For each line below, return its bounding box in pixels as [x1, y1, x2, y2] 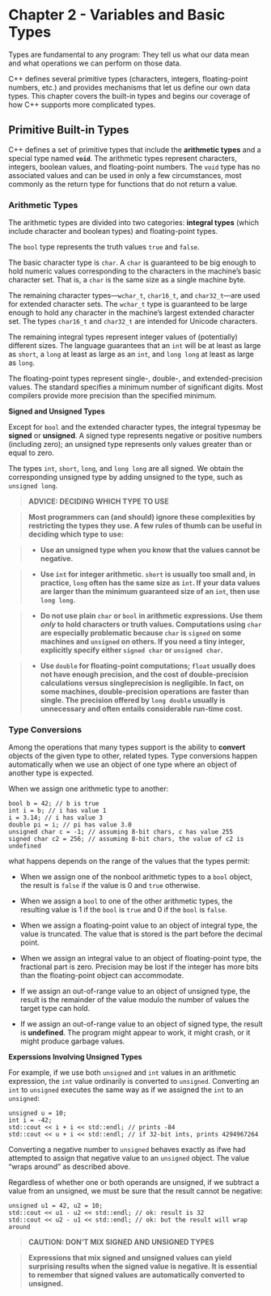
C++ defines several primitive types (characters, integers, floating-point [8, 74, 248, 83]
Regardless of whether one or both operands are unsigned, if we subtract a [8, 1178, 260, 1188]
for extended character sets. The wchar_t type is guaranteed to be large [8, 300, 248, 309]
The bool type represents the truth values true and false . [8, 242, 200, 252]
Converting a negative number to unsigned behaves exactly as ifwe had [8, 1145, 246, 1154]
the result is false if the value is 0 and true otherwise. [19, 881, 201, 890]
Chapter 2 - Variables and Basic [8, 6, 226, 24]
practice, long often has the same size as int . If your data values [40, 578, 260, 588]
